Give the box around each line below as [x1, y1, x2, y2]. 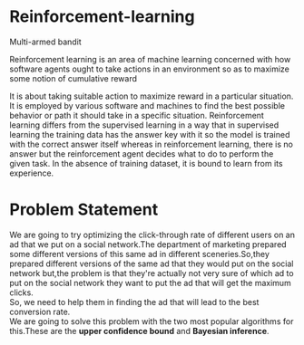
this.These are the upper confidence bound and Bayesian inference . [9, 325, 270, 336]
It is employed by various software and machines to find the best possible [9, 100, 286, 110]
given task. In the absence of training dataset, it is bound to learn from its [9, 158, 283, 168]
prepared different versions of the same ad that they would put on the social [9, 258, 294, 269]
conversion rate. [9, 306, 71, 317]
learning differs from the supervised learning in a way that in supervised [9, 120, 279, 130]
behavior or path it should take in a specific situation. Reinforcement [9, 110, 265, 120]
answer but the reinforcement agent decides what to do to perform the [9, 148, 274, 159]
